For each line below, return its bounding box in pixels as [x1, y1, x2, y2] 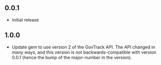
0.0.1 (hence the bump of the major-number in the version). [11, 54, 132, 60]
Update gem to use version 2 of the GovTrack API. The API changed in [11, 44, 155, 50]
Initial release [11, 17, 39, 22]
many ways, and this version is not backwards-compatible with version [11, 49, 157, 55]
